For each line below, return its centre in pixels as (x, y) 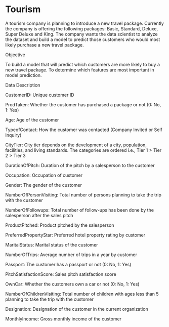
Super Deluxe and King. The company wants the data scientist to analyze (81, 34)
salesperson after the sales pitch (39, 215)
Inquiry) (13, 135)
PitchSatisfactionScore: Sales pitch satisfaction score (61, 274)
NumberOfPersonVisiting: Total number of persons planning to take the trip (83, 195)
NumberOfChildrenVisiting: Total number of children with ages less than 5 (82, 294)
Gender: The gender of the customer (44, 185)
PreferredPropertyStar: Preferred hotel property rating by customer (75, 235)
